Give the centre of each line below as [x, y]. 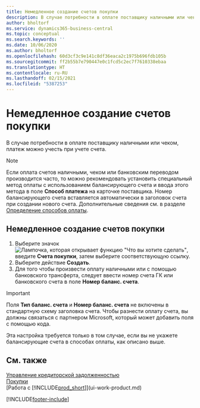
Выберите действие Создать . [52, 262]
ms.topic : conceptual [33, 34]
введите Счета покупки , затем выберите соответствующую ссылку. [102, 256]
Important [18, 293]
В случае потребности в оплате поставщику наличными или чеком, [93, 142]
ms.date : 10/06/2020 [32, 45]
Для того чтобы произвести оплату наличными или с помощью [96, 269]
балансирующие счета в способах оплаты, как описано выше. [86, 342]
